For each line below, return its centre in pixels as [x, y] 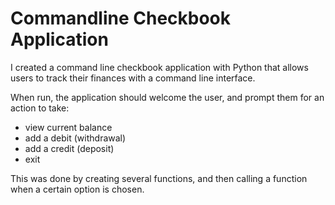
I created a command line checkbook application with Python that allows [159, 67]
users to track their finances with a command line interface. [133, 78]
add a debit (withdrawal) [75, 138]
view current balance [68, 127]
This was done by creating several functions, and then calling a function [159, 178]
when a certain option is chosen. [77, 189]
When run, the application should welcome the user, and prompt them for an [167, 97]
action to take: [40, 108]
